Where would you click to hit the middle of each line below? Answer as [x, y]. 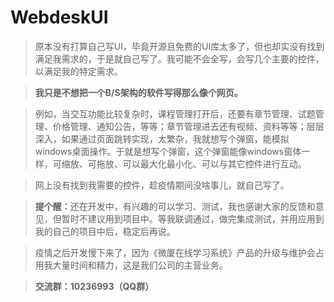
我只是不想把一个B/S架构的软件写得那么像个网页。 [138, 92]
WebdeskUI [59, 17]
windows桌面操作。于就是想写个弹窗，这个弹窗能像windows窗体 [168, 151]
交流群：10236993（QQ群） [94, 286]
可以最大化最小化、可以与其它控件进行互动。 [214, 163]
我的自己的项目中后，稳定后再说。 [105, 231]
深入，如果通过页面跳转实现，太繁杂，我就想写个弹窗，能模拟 [162, 138]
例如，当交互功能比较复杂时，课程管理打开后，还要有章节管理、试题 [175, 113]
